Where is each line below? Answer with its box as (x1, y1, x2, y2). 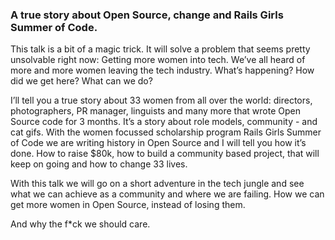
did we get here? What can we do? (10, 75, 153, 87)
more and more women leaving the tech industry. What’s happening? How (10, 64, 315, 77)
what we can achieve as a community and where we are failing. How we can (10, 188, 325, 200)
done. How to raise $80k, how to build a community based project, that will (10, 148, 320, 160)
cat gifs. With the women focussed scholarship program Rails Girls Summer (10, 126, 322, 138)
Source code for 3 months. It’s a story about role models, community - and (10, 116, 318, 128)
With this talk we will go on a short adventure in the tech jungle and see (10, 178, 305, 190)
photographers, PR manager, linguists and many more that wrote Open (10, 105, 301, 117)
